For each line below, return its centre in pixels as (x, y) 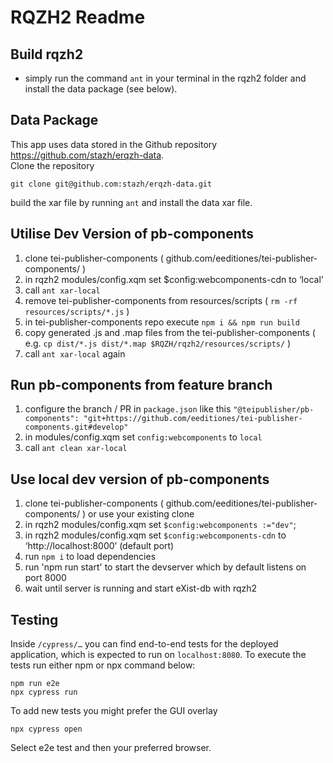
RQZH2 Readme (78, 17)
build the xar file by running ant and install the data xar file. (131, 202)
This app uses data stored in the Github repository (114, 144)
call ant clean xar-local (76, 448)
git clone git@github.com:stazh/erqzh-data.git (111, 184)
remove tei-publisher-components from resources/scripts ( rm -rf (161, 300)
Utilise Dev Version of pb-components (132, 234)
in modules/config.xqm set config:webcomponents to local (143, 437)
